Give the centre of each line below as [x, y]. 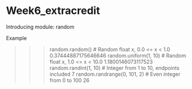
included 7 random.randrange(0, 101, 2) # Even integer [115, 74]
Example [17, 38]
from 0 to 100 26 [69, 80]
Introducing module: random [40, 27]
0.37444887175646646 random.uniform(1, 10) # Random [118, 55]
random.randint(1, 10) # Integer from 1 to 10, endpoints [114, 67]
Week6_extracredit [53, 11]
